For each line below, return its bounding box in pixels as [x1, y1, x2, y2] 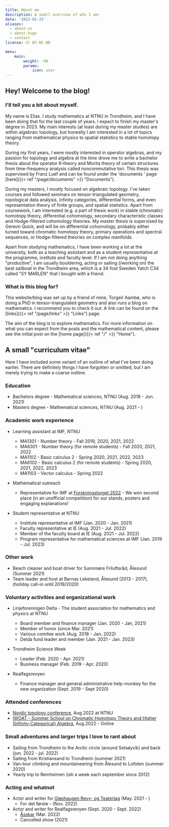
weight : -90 [23, 58, 49, 63]
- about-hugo [10, 31, 37, 36]
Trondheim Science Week [12, 646, 66, 652]
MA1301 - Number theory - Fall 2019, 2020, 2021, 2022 [20, 438, 134, 444]
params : [23, 63, 39, 68]
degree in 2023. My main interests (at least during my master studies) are [5, 124, 157, 130]
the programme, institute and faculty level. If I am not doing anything [5, 255, 147, 261]
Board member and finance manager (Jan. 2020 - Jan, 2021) [20, 620, 147, 626]
